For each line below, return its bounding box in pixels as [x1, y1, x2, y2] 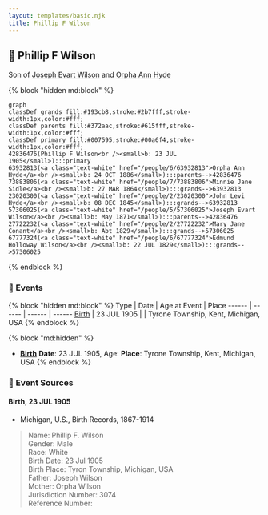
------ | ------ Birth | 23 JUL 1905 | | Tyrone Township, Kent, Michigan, [27, 309, 261, 319]
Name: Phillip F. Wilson [27, 430, 104, 440]
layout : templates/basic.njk [8, 11, 106, 20]
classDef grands [8, 108, 62, 116]
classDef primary [8, 136, 66, 144]
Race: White [27, 447, 68, 457]
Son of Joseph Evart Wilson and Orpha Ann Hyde [8, 70, 171, 80]
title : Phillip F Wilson [8, 19, 91, 27]
